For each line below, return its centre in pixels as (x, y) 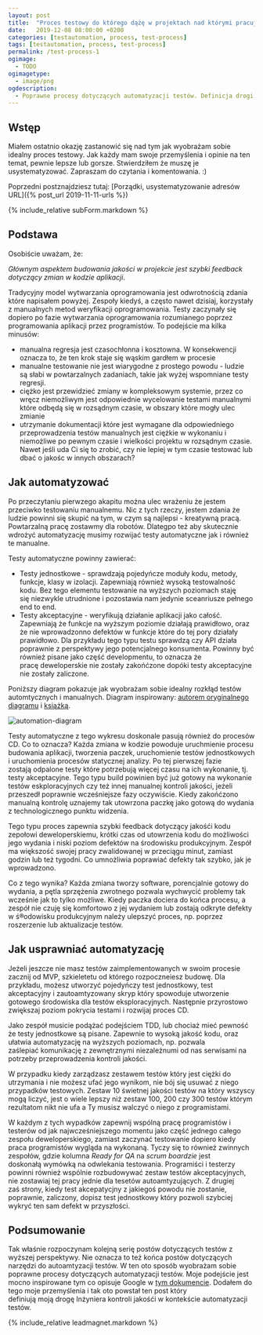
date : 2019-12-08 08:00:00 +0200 (66, 30)
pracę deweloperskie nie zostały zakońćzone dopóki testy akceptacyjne (135, 665)
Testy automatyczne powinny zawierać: (72, 558)
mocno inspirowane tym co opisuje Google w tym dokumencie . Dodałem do (130, 1282)
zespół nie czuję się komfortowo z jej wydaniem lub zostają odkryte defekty (130, 908)
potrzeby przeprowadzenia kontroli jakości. (77, 1058)
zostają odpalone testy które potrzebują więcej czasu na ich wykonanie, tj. (128, 769)
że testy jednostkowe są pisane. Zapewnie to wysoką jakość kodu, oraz (123, 1034)
